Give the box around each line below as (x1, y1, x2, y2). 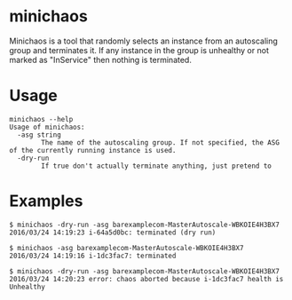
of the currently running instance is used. (9, 146, 177, 154)
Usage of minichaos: (9, 122, 86, 131)
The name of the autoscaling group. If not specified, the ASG (41, 138, 280, 147)
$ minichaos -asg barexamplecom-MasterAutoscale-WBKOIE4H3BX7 (9, 243, 244, 252)
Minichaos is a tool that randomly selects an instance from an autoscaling (9, 36, 278, 46)
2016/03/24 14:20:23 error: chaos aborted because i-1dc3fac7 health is (9, 274, 284, 283)
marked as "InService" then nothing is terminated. (9, 54, 193, 65)
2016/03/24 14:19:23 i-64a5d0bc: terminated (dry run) (9, 228, 217, 237)
